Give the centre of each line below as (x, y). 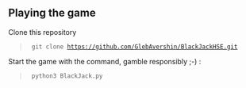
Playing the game (52, 13)
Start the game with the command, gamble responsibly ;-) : (105, 61)
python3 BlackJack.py (67, 76)
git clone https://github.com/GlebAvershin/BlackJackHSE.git (135, 47)
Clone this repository (42, 32)
